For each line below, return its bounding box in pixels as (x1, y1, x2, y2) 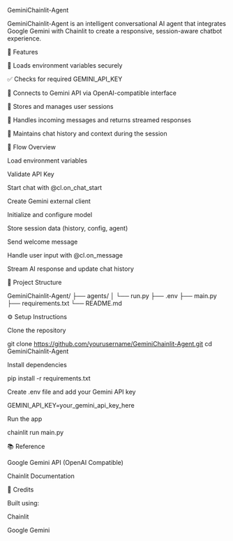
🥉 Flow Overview (7, 143, 56, 151)
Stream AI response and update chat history (7, 265, 135, 273)
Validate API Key (7, 170, 54, 178)
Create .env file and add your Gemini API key (7, 387, 136, 396)
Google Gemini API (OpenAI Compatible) (7, 459, 124, 466)
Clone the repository (7, 326, 66, 334)
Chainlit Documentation (7, 472, 75, 480)
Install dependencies (7, 361, 68, 369)
